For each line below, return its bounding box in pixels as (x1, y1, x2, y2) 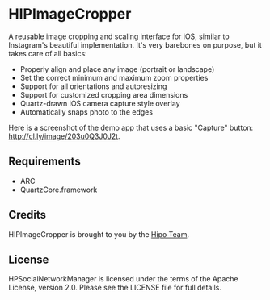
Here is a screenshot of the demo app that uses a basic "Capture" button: (8, 123, 254, 132)
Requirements (8, 155, 81, 169)
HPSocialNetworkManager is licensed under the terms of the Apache (8, 274, 238, 284)
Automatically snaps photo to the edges (19, 106, 154, 117)
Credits (8, 208, 47, 222)
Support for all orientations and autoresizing (19, 81, 167, 91)
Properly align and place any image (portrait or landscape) (19, 64, 215, 73)
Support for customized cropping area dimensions (19, 90, 188, 99)
